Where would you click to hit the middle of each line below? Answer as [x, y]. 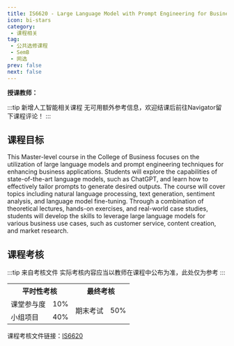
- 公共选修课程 [29, 46]
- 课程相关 [24, 33]
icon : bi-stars [29, 20]
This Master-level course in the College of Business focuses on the [103, 157]
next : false [24, 72]
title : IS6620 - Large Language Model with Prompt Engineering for [107, 14]
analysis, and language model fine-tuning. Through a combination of [106, 201]
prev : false [24, 65]
